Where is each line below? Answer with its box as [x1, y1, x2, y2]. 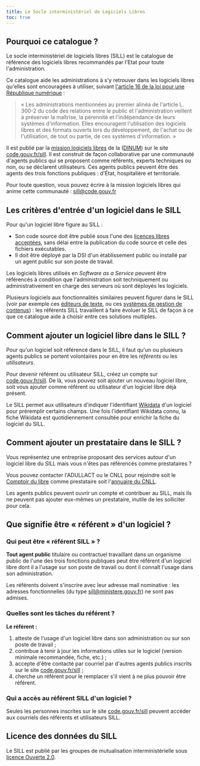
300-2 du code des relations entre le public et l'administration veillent [20, 107, 192, 114]
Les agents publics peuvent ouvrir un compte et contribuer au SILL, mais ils [6, 489, 192, 497]
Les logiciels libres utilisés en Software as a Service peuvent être [6, 270, 167, 277]
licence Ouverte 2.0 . [6, 753, 56, 761]
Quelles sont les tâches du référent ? [6, 609, 115, 618]
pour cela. [6, 502, 31, 509]
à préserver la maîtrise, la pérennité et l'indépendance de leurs [20, 114, 176, 121]
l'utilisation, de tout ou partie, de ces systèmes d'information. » [20, 133, 176, 140]
